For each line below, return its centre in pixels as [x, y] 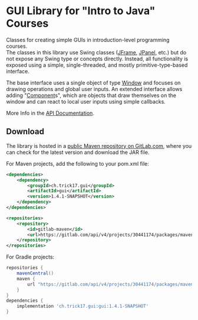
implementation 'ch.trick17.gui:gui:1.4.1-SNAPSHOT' [83, 306]
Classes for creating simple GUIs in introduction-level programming [88, 40]
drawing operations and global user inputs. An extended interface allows [94, 89]
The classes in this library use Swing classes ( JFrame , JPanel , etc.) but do [96, 52]
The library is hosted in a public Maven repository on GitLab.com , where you [99, 146]
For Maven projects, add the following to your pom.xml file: [77, 163]
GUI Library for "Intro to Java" [81, 11]
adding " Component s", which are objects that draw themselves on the [91, 95]
